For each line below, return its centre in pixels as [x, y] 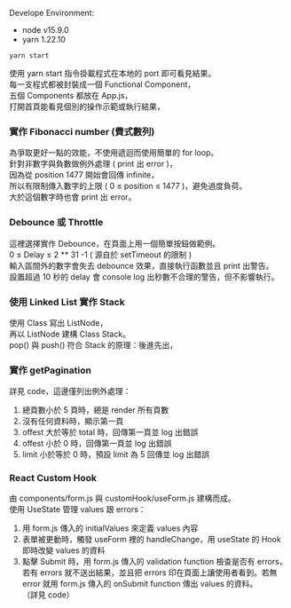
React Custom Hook [53, 478]
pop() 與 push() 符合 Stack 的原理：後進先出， [94, 344]
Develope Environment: [52, 13]
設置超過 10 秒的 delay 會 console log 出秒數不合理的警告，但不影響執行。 [144, 276]
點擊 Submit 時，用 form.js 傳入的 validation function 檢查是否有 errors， [154, 562]
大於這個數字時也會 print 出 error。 [73, 197]
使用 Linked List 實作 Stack [67, 302]
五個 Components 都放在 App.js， [71, 95]
